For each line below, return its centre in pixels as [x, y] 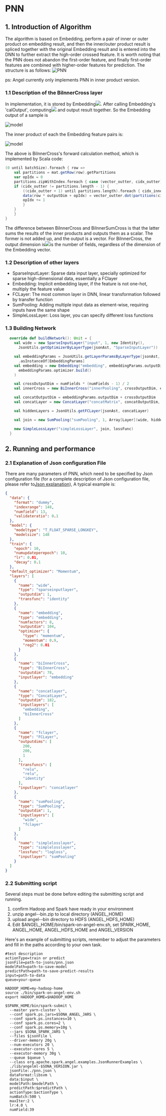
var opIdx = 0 [28, 177]
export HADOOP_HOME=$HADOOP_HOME [40, 997]
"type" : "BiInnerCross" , [44, 668]
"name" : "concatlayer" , [43, 691]
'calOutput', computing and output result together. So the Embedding [78, 110]
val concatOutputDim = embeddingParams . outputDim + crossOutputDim [85, 397]
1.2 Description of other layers [42, 262]
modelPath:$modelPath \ [34, 1084]
